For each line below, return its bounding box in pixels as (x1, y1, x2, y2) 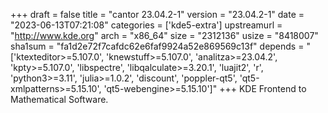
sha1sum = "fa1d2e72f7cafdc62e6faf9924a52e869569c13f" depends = (10, 40, 305, 52)
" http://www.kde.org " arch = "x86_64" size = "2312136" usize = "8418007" (10, 30, 319, 41)
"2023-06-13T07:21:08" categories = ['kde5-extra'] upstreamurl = (10, 19, 283, 31)
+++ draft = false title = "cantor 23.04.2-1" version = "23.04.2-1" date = (10, 9, 305, 20)
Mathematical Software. (10, 94, 109, 105)
